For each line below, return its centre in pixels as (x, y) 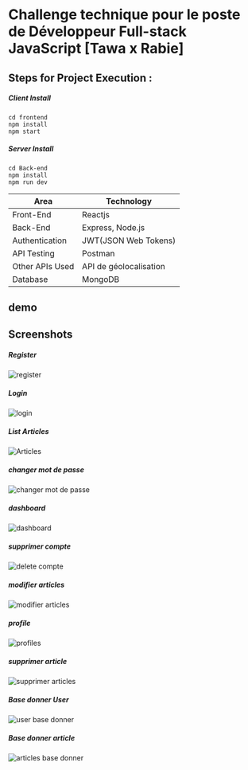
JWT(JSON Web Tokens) (129, 240)
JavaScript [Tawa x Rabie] (96, 49)
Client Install (30, 98)
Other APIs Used (43, 266)
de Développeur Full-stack (97, 31)
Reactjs (96, 214)
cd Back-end (28, 168)
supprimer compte (40, 546)
